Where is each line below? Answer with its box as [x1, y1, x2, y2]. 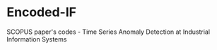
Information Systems [6, 35, 67, 43]
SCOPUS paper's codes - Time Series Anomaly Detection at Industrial [6, 27, 210, 36]
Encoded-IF [6, 4, 77, 20]
